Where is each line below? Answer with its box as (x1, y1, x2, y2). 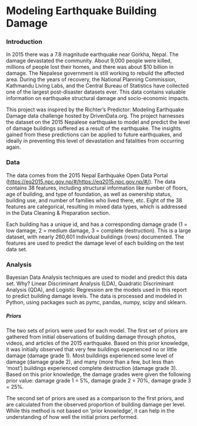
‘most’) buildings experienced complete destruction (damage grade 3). (6, 365, 178, 372)
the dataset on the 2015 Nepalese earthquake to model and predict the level (6, 119, 190, 126)
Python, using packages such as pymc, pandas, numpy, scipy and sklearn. (6, 299, 187, 306)
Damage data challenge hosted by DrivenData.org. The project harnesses (6, 112, 185, 119)
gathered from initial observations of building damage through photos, (6, 334, 176, 341)
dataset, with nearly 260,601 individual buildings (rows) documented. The (6, 233, 184, 240)
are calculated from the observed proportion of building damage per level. (6, 401, 186, 408)
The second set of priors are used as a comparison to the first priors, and (6, 395, 184, 402)
